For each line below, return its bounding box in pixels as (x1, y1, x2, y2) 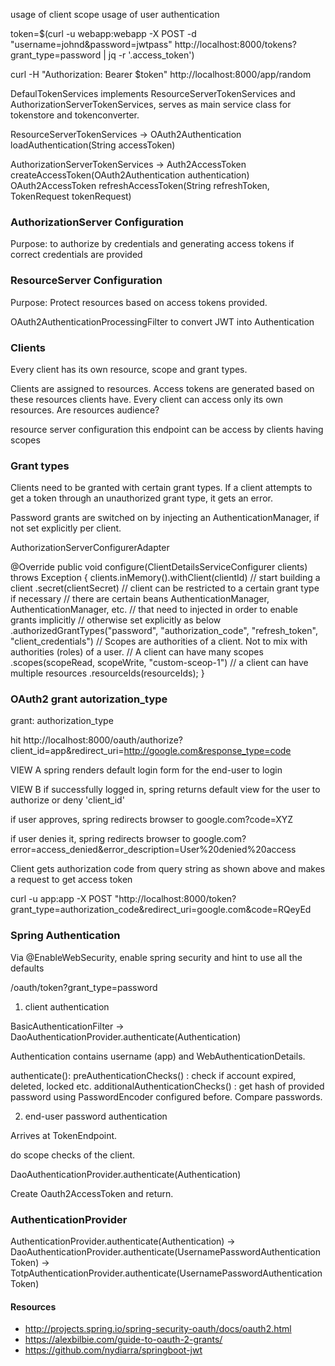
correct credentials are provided (10, 249, 143, 261)
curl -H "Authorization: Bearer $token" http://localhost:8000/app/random (10, 69, 312, 80)
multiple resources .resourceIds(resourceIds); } (10, 667, 205, 679)
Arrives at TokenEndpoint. (10, 1129, 118, 1141)
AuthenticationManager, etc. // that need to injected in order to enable (10, 604, 298, 616)
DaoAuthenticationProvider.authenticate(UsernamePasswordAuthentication (10, 1246, 321, 1258)
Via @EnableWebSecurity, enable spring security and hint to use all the (10, 951, 303, 963)
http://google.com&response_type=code (123, 745, 292, 757)
